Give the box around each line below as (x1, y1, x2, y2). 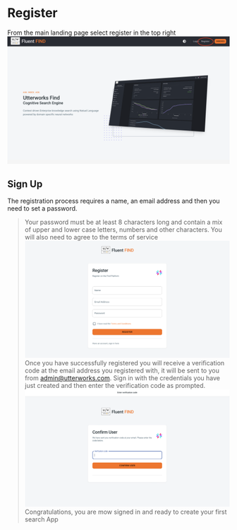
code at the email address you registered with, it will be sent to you (24, 366, 220, 375)
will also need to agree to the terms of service (24, 233, 159, 242)
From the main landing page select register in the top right (7, 28, 176, 37)
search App (24, 514, 59, 524)
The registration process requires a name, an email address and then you (7, 196, 220, 206)
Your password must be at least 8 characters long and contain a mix (24, 218, 223, 227)
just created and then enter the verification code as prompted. (24, 382, 206, 390)
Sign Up (7, 178, 43, 190)
